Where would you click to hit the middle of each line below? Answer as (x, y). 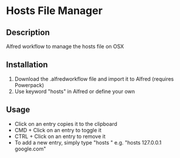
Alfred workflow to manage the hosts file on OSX (65, 46)
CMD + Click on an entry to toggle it (58, 130)
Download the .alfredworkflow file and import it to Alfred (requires (94, 79)
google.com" (30, 149)
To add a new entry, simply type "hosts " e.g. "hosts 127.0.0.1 (88, 142)
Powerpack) (29, 85)
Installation (27, 65)
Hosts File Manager (54, 11)
